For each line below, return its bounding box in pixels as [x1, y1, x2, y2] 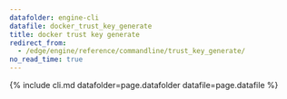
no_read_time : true [9, 55, 84, 64]
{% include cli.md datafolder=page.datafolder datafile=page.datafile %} [9, 80, 279, 90]
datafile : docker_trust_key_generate [9, 22, 153, 31]
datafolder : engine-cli [9, 13, 100, 22]
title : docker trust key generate [9, 30, 141, 39]
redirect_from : [9, 38, 67, 48]
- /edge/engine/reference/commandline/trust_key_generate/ [17, 47, 246, 56]
